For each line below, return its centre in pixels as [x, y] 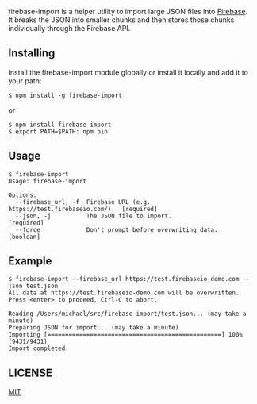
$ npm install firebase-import [60, 125]
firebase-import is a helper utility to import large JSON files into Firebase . [128, 12]
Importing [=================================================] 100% [126, 335]
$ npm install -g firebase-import [65, 95]
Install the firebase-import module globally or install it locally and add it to [128, 72]
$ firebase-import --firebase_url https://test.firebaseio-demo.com [124, 279]
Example [30, 261]
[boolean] [25, 237]
